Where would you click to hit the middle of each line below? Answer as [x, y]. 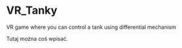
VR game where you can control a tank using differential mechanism [91, 27]
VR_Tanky [32, 10]
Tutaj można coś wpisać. [37, 38]
